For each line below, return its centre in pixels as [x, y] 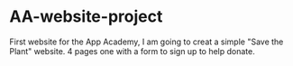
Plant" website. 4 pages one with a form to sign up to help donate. [132, 51]
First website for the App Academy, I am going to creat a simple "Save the [146, 42]
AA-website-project [86, 17]
